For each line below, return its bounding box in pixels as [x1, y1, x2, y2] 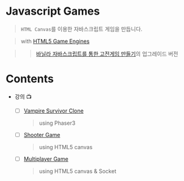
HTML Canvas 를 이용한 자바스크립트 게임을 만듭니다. [20, 25, 143, 32]
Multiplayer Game [23, 155, 68, 163]
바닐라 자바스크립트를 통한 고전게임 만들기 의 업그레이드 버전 [35, 50, 178, 57]
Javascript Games [6, 4, 100, 18]
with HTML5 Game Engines [20, 37, 90, 45]
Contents [6, 72, 54, 86]
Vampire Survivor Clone [23, 107, 84, 114]
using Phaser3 [39, 119, 76, 127]
